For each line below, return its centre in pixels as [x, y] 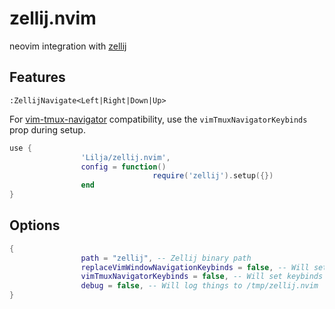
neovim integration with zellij [68, 46]
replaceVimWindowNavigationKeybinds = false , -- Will [195, 267]
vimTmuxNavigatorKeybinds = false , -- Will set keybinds [202, 277]
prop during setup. [47, 129]
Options [35, 225]
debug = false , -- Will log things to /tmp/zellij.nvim [199, 286]
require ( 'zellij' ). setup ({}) [213, 176]
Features [37, 77]
